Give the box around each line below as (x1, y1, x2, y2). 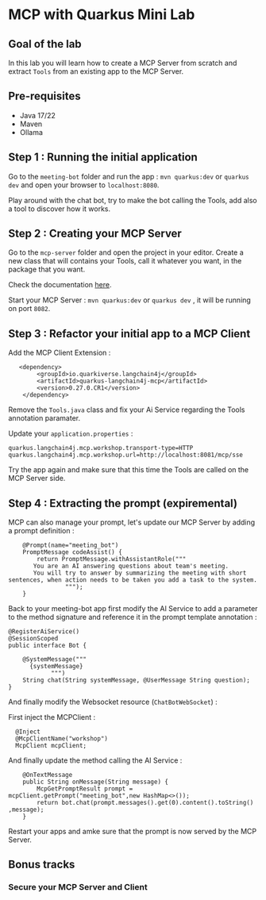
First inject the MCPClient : (8, 713, 96, 722)
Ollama (19, 127, 44, 137)
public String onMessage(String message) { (22, 778, 169, 787)
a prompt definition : (8, 526, 75, 536)
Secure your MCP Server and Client (8, 882, 148, 893)
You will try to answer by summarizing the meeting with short (33, 569, 247, 577)
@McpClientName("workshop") (15, 735, 109, 743)
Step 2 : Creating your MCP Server (8, 227, 183, 240)
